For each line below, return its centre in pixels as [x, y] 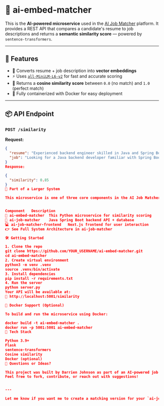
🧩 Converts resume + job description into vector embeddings [74, 71]
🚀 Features [22, 59]
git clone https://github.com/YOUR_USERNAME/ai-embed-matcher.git [74, 251]
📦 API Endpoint [30, 114]
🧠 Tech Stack [18, 332]
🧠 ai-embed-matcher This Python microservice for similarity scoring [78, 216]
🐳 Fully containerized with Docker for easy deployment [67, 93]
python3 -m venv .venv [28, 265]
